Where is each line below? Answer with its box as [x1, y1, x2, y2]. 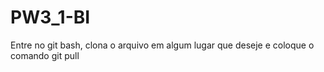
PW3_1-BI [10, 6, 91, 29]
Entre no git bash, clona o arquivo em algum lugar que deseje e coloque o [10, 39, 315, 51]
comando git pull [10, 49, 80, 61]
